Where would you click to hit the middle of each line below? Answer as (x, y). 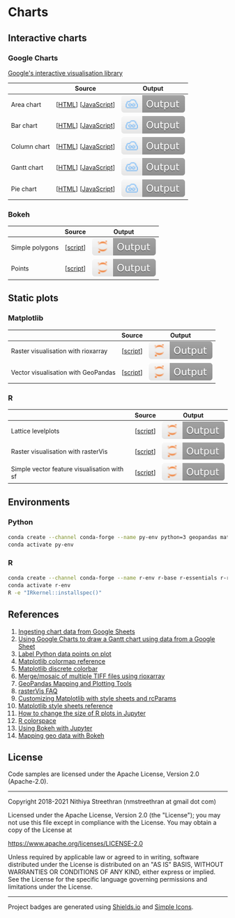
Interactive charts (47, 38)
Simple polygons (35, 248)
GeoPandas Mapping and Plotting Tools (75, 683)
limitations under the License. (50, 887)
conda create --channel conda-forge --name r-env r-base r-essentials (113, 578)
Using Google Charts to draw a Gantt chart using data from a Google (116, 639)
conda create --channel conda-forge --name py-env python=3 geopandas (113, 538)
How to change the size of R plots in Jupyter (82, 713)
